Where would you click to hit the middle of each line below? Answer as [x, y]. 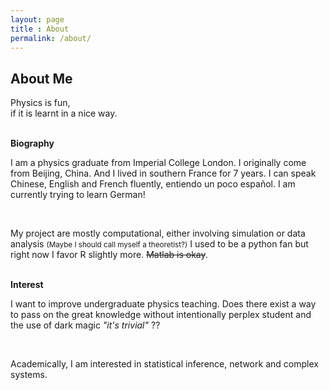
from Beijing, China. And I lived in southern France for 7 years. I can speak [163, 173]
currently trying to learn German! [78, 195]
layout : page [37, 19]
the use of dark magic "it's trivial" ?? [85, 325]
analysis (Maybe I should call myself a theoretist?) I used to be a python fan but [159, 244]
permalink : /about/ [51, 38]
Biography [32, 143]
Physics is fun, [40, 103]
